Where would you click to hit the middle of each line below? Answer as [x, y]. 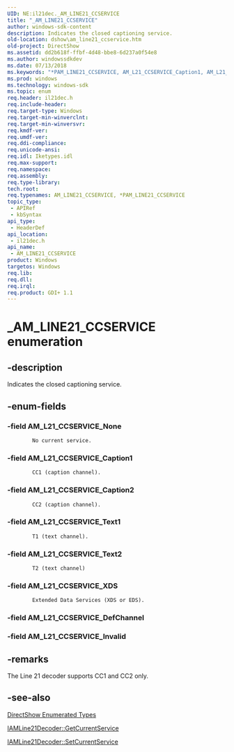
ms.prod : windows [32, 78]
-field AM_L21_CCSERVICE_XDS [63, 586]
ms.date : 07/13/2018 [37, 66]
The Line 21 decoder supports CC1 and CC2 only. [78, 676]
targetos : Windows [34, 266]
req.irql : [22, 286]
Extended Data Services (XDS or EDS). [88, 601]
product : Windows [32, 260]
